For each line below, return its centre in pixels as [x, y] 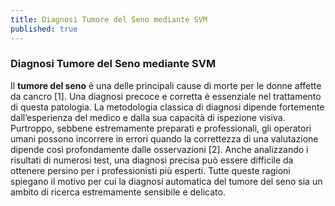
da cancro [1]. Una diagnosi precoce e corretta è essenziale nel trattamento [166, 96]
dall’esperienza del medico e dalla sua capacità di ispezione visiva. [148, 117]
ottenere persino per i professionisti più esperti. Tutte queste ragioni [150, 170]
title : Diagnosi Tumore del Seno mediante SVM [109, 19]
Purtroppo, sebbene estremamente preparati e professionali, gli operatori [161, 128]
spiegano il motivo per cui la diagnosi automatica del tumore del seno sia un [166, 181]
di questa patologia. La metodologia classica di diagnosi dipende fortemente [167, 107]
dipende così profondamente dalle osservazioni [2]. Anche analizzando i [159, 149]
